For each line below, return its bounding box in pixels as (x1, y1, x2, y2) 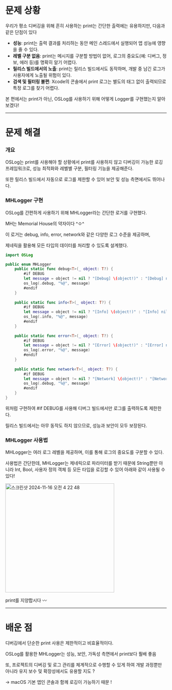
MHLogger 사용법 (5, 437, 48, 444)
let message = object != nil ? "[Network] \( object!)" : (24, 376, 148, 381)
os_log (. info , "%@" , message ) (24, 314, 88, 320)
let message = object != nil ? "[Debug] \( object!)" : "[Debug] (24, 276, 164, 281)
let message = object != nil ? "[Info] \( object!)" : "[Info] (24, 309, 159, 314)
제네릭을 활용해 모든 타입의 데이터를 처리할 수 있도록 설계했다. (5, 242, 128, 248)
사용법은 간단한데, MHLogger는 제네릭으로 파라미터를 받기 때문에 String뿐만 (5, 460, 158, 466)
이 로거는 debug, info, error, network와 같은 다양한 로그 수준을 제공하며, (5, 231, 150, 238)
